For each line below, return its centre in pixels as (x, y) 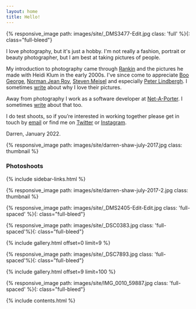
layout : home (22, 11)
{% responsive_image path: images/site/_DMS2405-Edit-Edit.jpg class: (92, 207)
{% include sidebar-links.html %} (46, 179)
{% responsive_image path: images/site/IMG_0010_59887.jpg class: (87, 283)
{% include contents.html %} (41, 300)
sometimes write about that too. (44, 105)
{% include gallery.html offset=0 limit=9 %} (58, 242)
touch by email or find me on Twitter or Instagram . (66, 122)
